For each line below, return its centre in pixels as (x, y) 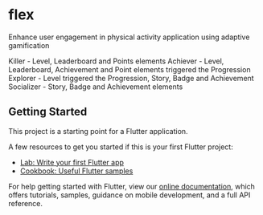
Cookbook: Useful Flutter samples (76, 171)
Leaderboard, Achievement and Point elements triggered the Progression (129, 69)
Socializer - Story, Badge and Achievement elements (96, 87)
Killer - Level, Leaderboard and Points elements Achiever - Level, (116, 61)
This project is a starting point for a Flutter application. (98, 131)
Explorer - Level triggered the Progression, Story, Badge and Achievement (131, 78)
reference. (25, 203)
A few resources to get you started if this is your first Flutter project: (121, 147)
